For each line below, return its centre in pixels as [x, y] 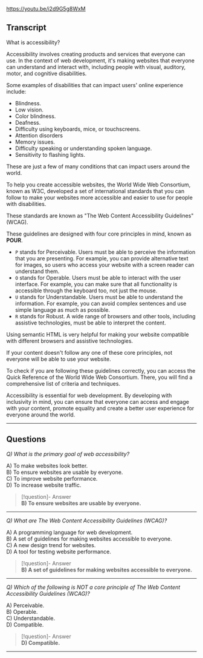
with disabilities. [26, 204]
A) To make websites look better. [47, 466]
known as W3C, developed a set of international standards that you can [95, 191]
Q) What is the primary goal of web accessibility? [68, 454]
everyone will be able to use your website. [59, 359]
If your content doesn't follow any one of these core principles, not [89, 352]
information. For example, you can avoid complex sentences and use [101, 303]
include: [16, 91]
